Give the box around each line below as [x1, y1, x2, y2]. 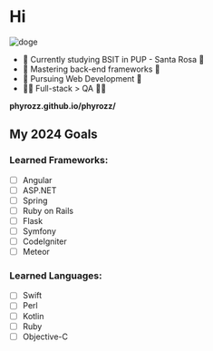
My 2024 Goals [9, 127, 98, 142]
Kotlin [22, 310, 44, 321]
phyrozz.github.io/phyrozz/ [9, 100, 116, 111]
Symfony [22, 225, 56, 237]
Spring [22, 195, 48, 206]
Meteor [22, 247, 50, 258]
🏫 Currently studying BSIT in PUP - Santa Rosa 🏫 [22, 54, 205, 64]
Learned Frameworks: [9, 154, 109, 167]
